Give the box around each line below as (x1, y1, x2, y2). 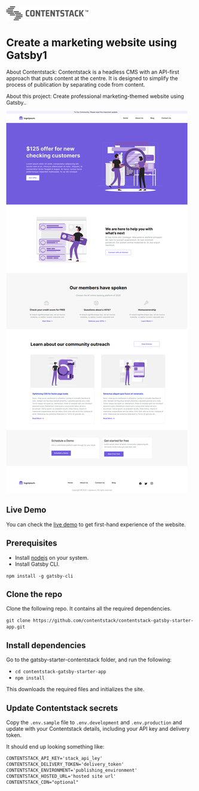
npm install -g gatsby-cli (6, 573, 74, 579)
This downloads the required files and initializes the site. (6, 686, 145, 693)
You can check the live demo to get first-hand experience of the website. (6, 520, 186, 528)
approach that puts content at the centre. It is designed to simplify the (6, 75, 178, 82)
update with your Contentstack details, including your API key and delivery (6, 725, 190, 732)
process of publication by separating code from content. (6, 81, 145, 88)
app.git (6, 624, 26, 630)
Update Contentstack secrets (6, 703, 118, 713)
